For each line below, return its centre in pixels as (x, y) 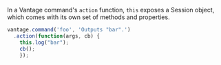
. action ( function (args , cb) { (56, 36)
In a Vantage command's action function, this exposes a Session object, (111, 10)
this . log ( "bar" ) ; (44, 42)
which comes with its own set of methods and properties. (88, 17)
